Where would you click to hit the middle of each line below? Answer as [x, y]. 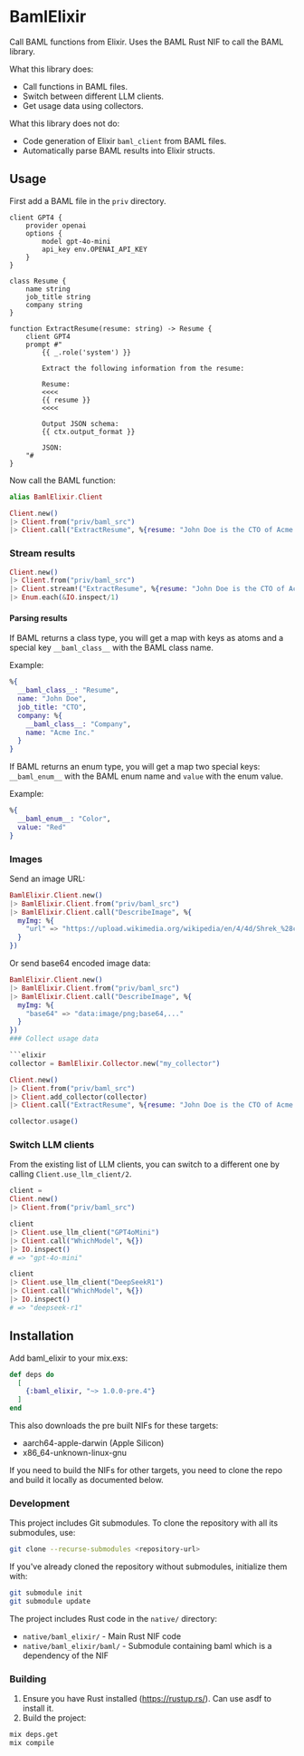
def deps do [32, 1374]
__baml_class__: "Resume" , [68, 691]
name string [48, 289]
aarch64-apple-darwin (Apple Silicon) [93, 1443]
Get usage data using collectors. [83, 105]
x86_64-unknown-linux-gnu [75, 1453]
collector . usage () [44, 1121]
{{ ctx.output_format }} [89, 432]
